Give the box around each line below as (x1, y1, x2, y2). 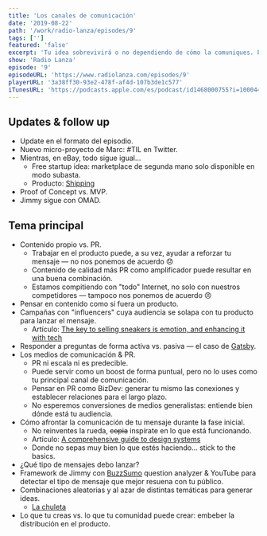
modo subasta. (31, 170, 81, 180)
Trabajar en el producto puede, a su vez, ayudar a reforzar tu (31, 248, 232, 257)
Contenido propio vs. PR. (19, 240, 102, 249)
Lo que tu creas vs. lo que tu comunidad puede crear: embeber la (19, 511, 235, 520)
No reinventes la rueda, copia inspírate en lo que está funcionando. (31, 426, 252, 435)
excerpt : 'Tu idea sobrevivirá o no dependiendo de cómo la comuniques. (8, 49, 254, 57)
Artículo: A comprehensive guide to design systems (31, 435, 201, 444)
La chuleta (31, 503, 66, 511)
